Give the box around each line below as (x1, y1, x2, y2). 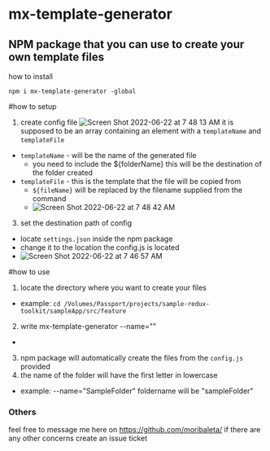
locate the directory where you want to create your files (20, 282, 207, 292)
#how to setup (8, 102, 57, 111)
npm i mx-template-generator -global (8, 87, 137, 95)
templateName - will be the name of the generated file (20, 151, 197, 160)
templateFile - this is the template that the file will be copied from (20, 177, 242, 186)
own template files (8, 50, 104, 63)
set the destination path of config (20, 218, 133, 228)
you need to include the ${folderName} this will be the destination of (32, 160, 263, 169)
